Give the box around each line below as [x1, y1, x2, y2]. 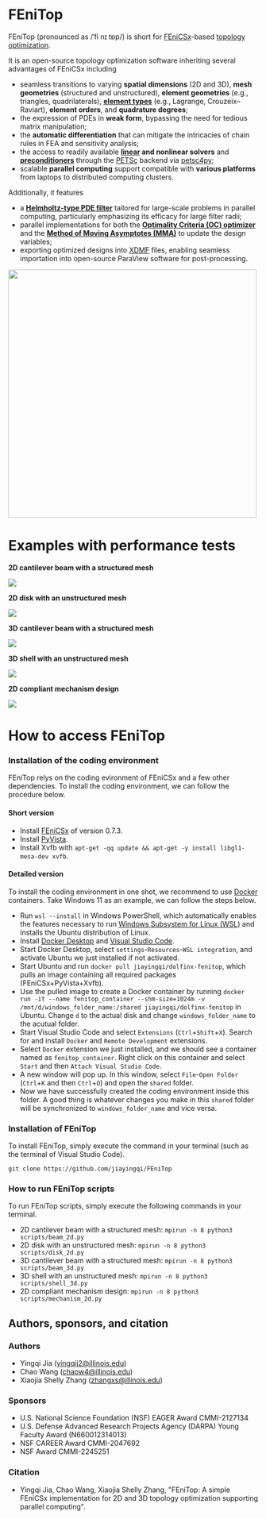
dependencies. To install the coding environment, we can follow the [8, 781, 229, 791]
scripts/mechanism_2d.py [19, 1295, 102, 1303]
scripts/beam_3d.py [19, 1264, 85, 1272]
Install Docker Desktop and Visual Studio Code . [19, 935, 175, 946]
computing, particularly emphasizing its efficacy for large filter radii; [19, 211, 242, 221]
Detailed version [8, 869, 64, 879]
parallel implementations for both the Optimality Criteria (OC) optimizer [19, 220, 256, 229]
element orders [48, 105, 102, 114]
